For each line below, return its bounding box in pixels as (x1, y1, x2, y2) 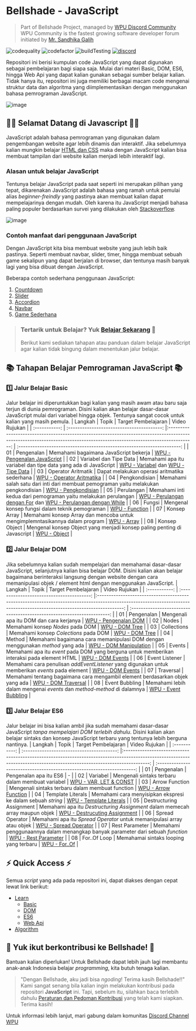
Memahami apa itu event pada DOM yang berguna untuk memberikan (6, 648, 174, 655)
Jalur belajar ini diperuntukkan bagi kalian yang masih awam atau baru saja (6, 399, 187, 406)
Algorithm (14, 925, 39, 932)
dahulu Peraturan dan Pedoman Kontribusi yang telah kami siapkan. (20, 994, 184, 1001)
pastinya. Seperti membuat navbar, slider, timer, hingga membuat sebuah (6, 251, 183, 258)
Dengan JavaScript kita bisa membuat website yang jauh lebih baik (6, 245, 168, 252)
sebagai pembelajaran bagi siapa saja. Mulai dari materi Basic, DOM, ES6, (6, 65, 184, 72)
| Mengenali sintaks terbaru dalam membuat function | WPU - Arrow (6, 784, 170, 791)
